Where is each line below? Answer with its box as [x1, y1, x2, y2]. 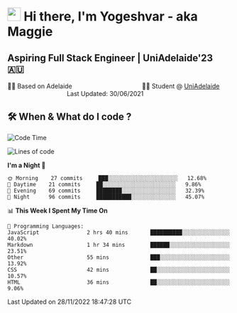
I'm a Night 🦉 [7, 161, 46, 169]
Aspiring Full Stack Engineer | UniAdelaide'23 [7, 52, 214, 64]
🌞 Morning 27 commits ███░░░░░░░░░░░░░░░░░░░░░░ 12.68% [7, 174, 207, 181]
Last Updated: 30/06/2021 [66, 90, 144, 97]
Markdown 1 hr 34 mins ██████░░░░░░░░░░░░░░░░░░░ [7, 241, 231, 248]
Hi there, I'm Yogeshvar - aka [23, 9, 199, 25]
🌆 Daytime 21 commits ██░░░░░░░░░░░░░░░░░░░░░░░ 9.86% [7, 181, 202, 188]
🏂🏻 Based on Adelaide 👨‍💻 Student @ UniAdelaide [7, 82, 220, 90]
